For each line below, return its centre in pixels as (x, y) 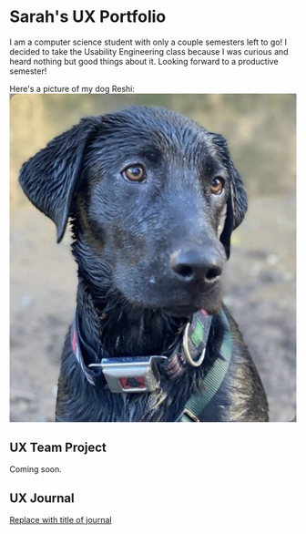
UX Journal (42, 498)
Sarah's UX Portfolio (88, 17)
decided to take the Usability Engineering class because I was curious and (149, 51)
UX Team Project (58, 447)
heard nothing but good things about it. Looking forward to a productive (144, 61)
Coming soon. (36, 469)
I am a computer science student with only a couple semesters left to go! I (148, 42)
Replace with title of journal (61, 520)
